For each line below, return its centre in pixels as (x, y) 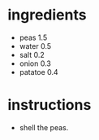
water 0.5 (35, 46)
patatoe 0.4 (39, 72)
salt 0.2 (32, 55)
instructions (49, 105)
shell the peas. (44, 127)
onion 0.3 (35, 63)
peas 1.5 (33, 37)
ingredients (47, 15)
